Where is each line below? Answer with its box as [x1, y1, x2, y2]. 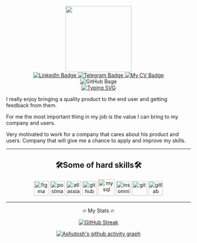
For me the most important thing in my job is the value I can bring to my [6, 113, 179, 120]
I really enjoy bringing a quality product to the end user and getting [6, 96, 168, 102]
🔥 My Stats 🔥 [82, 207, 115, 214]
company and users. [6, 120, 56, 126]
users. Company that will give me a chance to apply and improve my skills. [6, 137, 186, 144]
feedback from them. [6, 102, 57, 109]
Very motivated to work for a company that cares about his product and [6, 131, 179, 137]
